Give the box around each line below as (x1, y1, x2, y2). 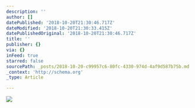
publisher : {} (6, 42, 41, 48)
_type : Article (6, 74, 44, 80)
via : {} (6, 47, 25, 53)
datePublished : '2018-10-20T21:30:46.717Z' (6, 19, 116, 25)
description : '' (6, 8, 46, 15)
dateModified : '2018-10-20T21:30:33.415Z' (6, 25, 113, 31)
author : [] (6, 14, 33, 20)
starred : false (6, 58, 44, 64)
